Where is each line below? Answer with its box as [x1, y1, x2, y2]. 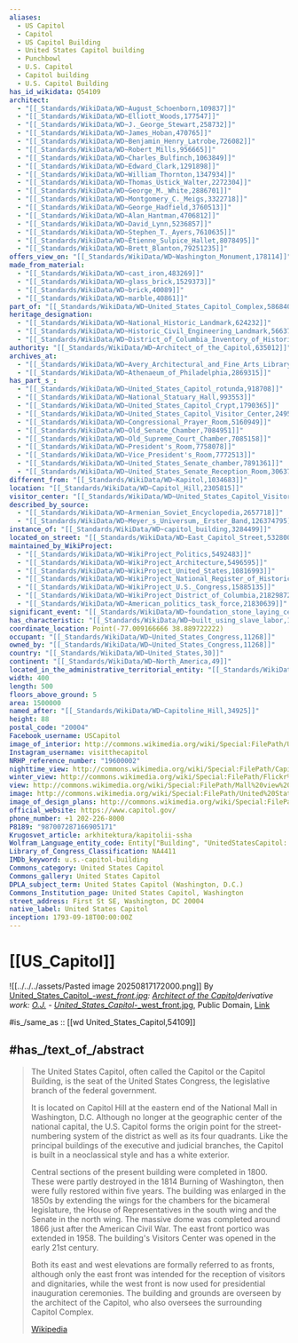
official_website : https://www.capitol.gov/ [9, 806, 176, 815]
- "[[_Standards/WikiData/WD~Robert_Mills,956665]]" [17, 145, 216, 154]
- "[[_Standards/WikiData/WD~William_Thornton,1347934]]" [17, 170, 237, 179]
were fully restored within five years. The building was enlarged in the [30, 1185, 286, 1196]
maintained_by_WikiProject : [9, 541, 114, 551]
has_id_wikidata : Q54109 [9, 87, 101, 96]
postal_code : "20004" [9, 723, 90, 733]
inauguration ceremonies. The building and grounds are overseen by [30, 1287, 282, 1298]
